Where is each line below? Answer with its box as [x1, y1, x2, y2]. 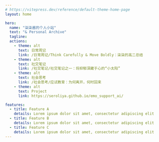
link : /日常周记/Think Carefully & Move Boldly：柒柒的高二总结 [18, 52, 143, 57]
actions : [9, 39, 27, 44]
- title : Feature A [9, 107, 49, 112]
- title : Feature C [9, 125, 49, 130]
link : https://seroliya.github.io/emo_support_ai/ [18, 94, 124, 98]
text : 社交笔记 [18, 62, 46, 67]
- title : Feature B [9, 116, 49, 121]
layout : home [5, 12, 32, 17]
